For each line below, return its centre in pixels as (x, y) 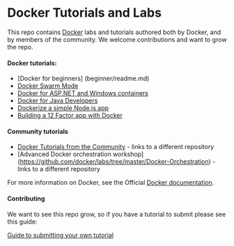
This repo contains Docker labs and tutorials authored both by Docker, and (114, 32)
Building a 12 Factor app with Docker (70, 116)
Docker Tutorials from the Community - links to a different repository (116, 147)
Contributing (26, 198)
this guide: (22, 222)
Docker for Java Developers (57, 101)
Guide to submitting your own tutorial (60, 235)
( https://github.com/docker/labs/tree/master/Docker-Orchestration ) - (116, 162)
